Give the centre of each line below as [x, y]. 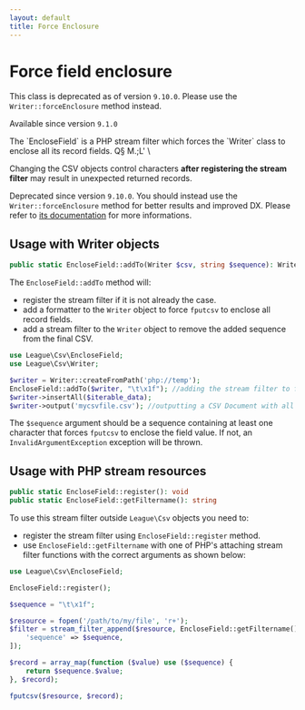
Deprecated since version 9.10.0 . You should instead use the [123, 196]
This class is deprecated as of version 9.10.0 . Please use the [123, 96]
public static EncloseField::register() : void [99, 492]
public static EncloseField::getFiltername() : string [113, 501]
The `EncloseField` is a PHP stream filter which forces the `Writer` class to [148, 141]
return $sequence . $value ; [75, 671]
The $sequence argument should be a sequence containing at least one [142, 423]
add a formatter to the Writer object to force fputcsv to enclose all [146, 309]
